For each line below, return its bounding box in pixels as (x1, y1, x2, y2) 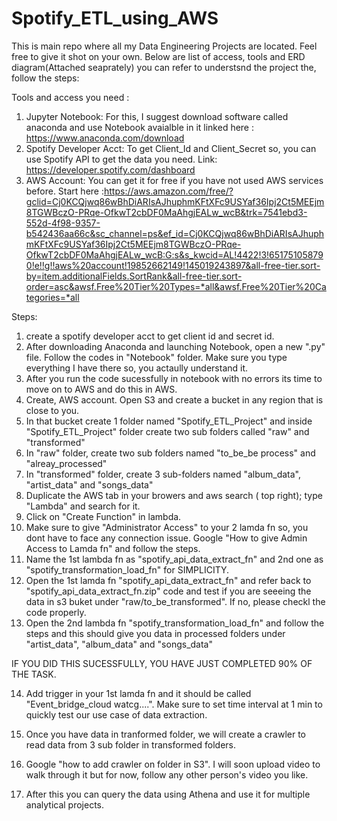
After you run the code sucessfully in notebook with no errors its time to (25, 372, 323, 384)
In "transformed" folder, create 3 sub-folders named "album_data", (25, 468, 302, 480)
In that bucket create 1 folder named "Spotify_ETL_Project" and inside (25, 415, 313, 427)
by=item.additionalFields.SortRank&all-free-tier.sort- (25, 270, 243, 282)
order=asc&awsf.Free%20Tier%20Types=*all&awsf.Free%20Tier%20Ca (25, 280, 327, 292)
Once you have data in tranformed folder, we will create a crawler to (25, 728, 307, 740)
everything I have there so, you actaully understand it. (25, 362, 249, 374)
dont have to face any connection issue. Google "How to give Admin (25, 532, 308, 544)
